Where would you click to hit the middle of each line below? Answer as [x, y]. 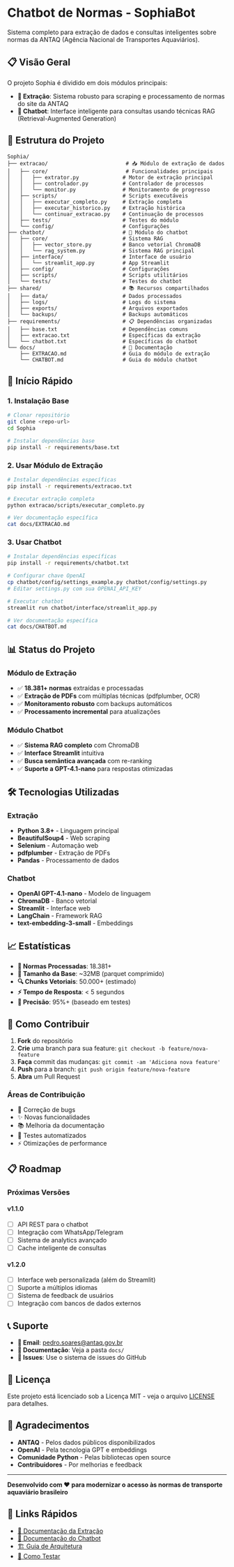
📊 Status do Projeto [51, 649]
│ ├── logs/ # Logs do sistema [92, 302]
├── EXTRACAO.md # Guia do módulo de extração [115, 354]
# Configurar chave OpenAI [46, 576]
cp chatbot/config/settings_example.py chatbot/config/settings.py [107, 583]
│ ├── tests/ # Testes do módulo [93, 220]
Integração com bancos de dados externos [79, 1303]
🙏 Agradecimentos [48, 1426]
